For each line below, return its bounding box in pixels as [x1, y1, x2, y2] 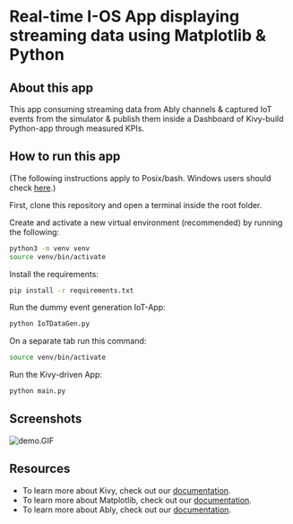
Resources [9, 461, 71, 476]
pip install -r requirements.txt [9, 285, 134, 295]
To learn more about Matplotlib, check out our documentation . [22, 494, 253, 505]
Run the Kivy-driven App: [9, 370, 103, 380]
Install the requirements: [9, 268, 99, 279]
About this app [9, 80, 94, 95]
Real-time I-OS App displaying [9, 6, 240, 27]
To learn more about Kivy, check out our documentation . [22, 485, 231, 495]
